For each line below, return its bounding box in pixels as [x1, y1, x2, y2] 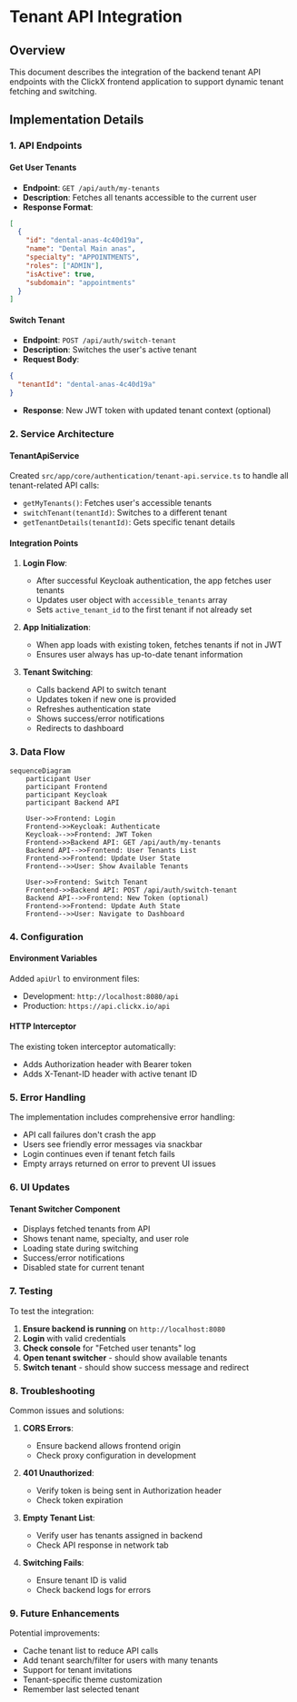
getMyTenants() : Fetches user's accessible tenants [22, 498, 212, 509]
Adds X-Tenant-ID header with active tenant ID [22, 1069, 198, 1080]
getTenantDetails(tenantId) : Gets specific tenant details [22, 517, 236, 528]
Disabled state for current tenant [22, 1262, 145, 1273]
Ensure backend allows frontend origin [35, 1440, 182, 1451]
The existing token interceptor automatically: [9, 1042, 176, 1053]
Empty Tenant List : [22, 1512, 95, 1523]
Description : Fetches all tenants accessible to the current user [22, 192, 257, 203]
